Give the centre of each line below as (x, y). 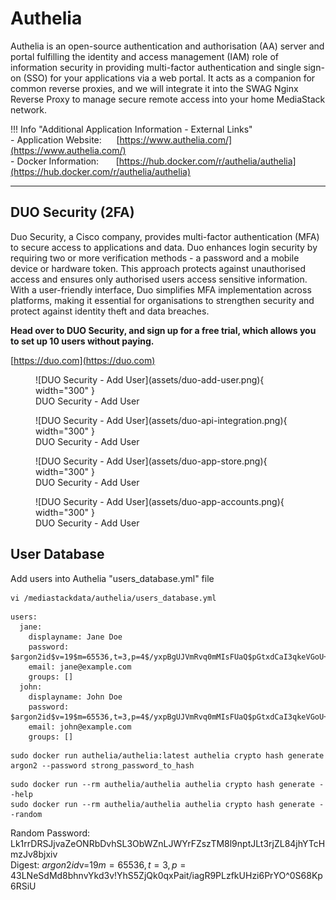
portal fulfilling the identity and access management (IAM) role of (144, 56)
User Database (57, 554)
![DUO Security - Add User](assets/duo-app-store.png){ (151, 461)
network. (29, 109)
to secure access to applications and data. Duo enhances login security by (164, 247)
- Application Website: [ (65, 139)
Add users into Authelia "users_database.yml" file (112, 578)
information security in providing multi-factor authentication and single (156, 67)
